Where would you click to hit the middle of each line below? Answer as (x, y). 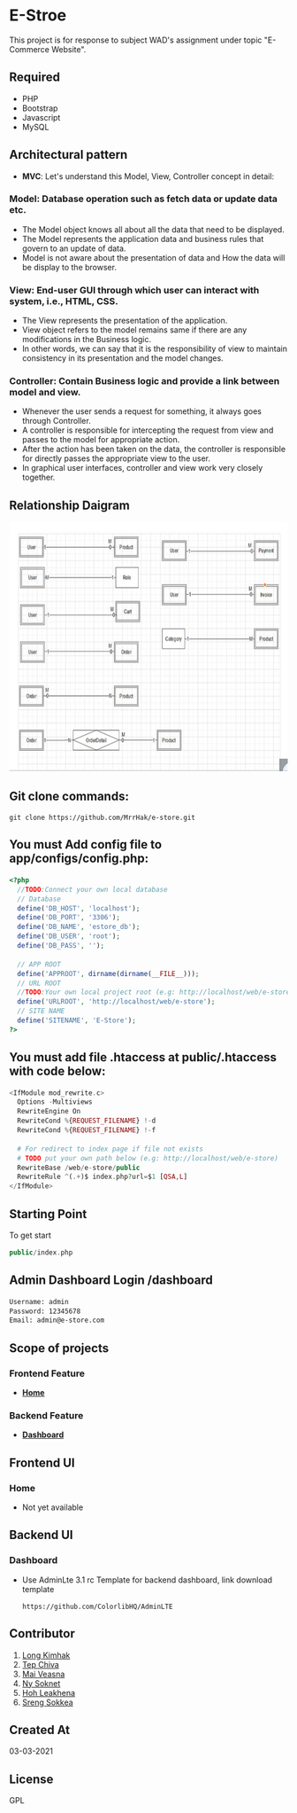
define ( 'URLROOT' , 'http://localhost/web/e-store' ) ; (116, 1002)
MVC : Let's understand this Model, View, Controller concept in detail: (148, 176)
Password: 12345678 (45, 1311)
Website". (69, 49)
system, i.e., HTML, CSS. (64, 301)
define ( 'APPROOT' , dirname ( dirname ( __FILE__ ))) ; (108, 973)
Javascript (41, 117)
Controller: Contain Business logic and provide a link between (145, 381)
